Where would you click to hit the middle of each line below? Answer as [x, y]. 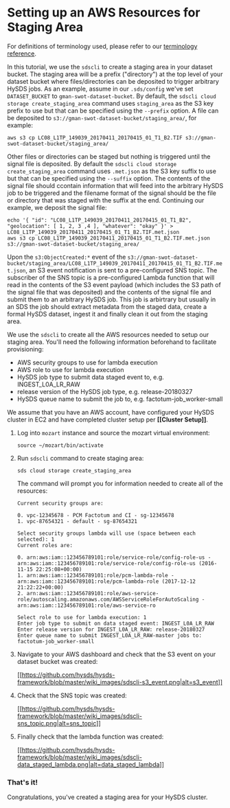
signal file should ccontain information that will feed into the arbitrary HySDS [115, 185]
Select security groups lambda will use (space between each [106, 533]
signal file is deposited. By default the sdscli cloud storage [92, 163]
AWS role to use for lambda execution [70, 369]
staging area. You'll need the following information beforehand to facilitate [112, 342]
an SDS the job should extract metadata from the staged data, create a [107, 306]
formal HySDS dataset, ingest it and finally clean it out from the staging [107, 314]
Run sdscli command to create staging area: [80, 458]
